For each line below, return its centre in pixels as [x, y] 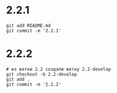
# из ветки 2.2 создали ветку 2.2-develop [58, 69]
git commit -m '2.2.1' [34, 31]
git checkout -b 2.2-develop [42, 74]
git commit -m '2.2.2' [34, 84]
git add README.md [28, 26]
